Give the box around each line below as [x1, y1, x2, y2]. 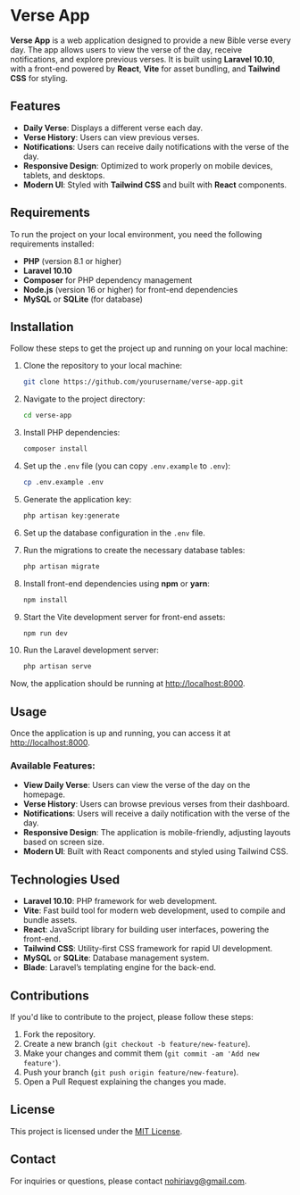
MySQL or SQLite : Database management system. [22, 952, 210, 964]
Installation [10, 319, 74, 335]
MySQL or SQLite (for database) [22, 294, 144, 304]
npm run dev [22, 628, 68, 638]
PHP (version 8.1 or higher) [22, 255, 122, 266]
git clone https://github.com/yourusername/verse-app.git [22, 378, 244, 386]
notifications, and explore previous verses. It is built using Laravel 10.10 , [10, 54, 275, 64]
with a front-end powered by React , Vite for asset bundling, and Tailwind [10, 63, 280, 74]
